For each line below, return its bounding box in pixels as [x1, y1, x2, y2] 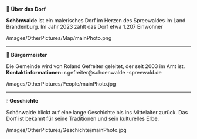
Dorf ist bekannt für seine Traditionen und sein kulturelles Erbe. [6, 115, 159, 122]
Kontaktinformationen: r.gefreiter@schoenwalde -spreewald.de [6, 69, 162, 76]
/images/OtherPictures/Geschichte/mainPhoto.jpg [6, 127, 127, 133]
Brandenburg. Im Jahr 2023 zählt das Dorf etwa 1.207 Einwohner [6, 23, 163, 30]
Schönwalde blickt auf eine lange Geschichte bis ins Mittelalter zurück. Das [6, 109, 188, 116]
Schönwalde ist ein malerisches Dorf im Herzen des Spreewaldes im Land [6, 17, 186, 23]
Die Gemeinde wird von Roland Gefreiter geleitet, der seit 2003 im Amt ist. [6, 63, 185, 70]
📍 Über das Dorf [6, 6, 46, 12]
